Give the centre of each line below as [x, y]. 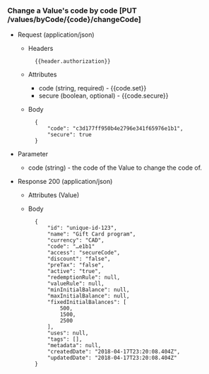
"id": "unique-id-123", [82, 228]
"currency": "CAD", [76, 240]
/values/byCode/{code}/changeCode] [74, 19]
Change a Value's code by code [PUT [72, 11]
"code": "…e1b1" [71, 247]
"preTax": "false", [76, 265]
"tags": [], [65, 339]
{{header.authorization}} [72, 62]
